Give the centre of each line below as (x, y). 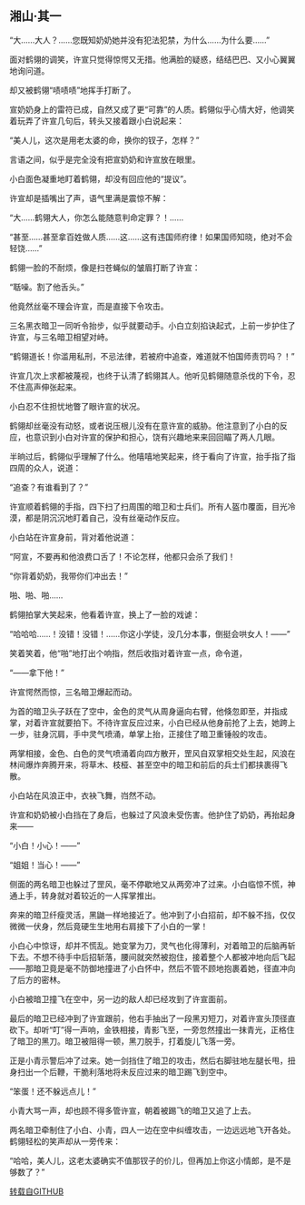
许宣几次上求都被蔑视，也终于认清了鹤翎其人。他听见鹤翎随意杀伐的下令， (148, 375)
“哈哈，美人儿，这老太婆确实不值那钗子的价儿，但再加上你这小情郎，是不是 (151, 1160)
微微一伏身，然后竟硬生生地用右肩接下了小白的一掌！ (109, 926)
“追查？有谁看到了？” (49, 487)
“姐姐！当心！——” (45, 865)
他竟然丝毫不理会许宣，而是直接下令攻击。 (89, 306)
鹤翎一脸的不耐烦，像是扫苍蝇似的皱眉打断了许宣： (105, 268)
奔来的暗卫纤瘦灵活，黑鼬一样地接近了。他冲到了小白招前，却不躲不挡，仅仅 (152, 915)
